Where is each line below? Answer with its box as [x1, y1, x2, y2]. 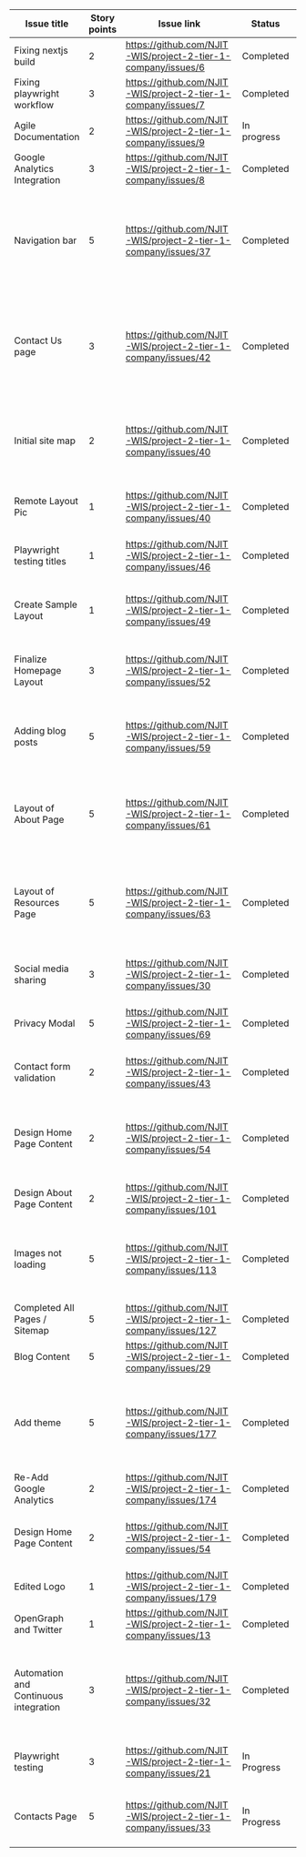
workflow [14, 99, 55, 111]
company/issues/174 [125, 1494, 217, 1506]
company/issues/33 [125, 1821, 211, 1833]
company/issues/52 [125, 675, 211, 688]
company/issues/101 [125, 1203, 217, 1216]
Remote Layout [14, 495, 79, 507]
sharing [14, 974, 47, 986]
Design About [14, 1187, 73, 1199]
